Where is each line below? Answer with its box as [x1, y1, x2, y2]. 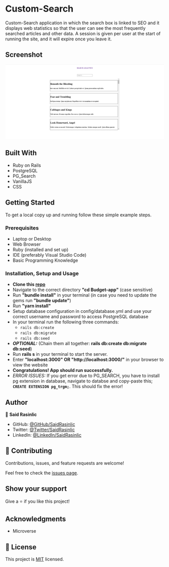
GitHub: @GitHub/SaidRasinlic [12, 421, 76, 428]
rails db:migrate [20, 330, 57, 336]
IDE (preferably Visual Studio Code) [12, 252, 87, 258]
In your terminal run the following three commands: [12, 319, 120, 325]
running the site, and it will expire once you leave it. [5, 36, 112, 42]
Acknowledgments [5, 515, 67, 524]
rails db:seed [20, 336, 50, 341]
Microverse [12, 528, 36, 534]
